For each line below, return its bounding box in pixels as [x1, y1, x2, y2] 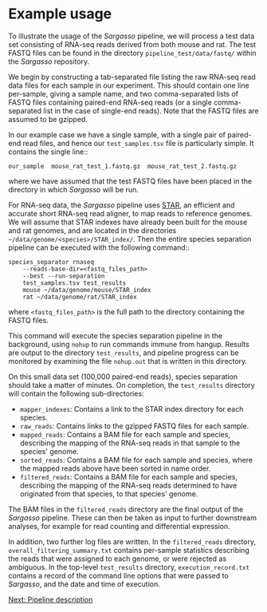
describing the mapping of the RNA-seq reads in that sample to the [19, 438, 241, 448]
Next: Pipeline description [8, 594, 93, 604]
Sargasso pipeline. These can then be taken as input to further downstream [8, 512, 257, 523]
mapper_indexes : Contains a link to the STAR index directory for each [19, 404, 244, 413]
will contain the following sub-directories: [8, 389, 145, 398]
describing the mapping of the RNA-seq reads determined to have [19, 480, 238, 490]
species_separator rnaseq [8, 258, 94, 266]
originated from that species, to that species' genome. [19, 488, 198, 499]
